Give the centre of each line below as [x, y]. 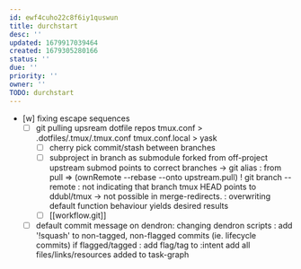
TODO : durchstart [42, 92]
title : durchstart [44, 26]
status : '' [30, 59]
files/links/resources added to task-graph [112, 254]
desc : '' [26, 34]
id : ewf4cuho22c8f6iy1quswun [64, 17]
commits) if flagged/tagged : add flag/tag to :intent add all [143, 245]
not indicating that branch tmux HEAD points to [169, 187]
